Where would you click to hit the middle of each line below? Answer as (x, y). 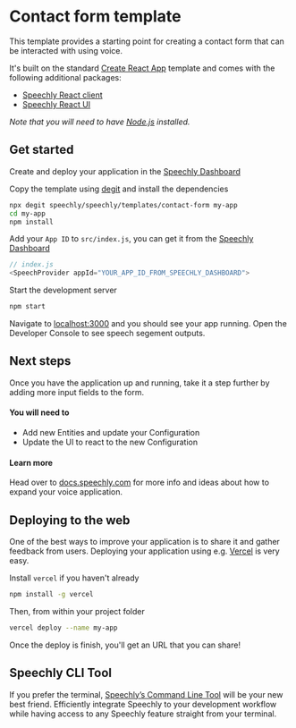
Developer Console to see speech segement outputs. (107, 333)
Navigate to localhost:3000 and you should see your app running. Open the (148, 323)
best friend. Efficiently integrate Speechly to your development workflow (143, 704)
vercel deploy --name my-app (63, 628)
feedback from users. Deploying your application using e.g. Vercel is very (144, 551)
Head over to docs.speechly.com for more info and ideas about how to (140, 483)
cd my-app (28, 213)
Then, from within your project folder (77, 611)
